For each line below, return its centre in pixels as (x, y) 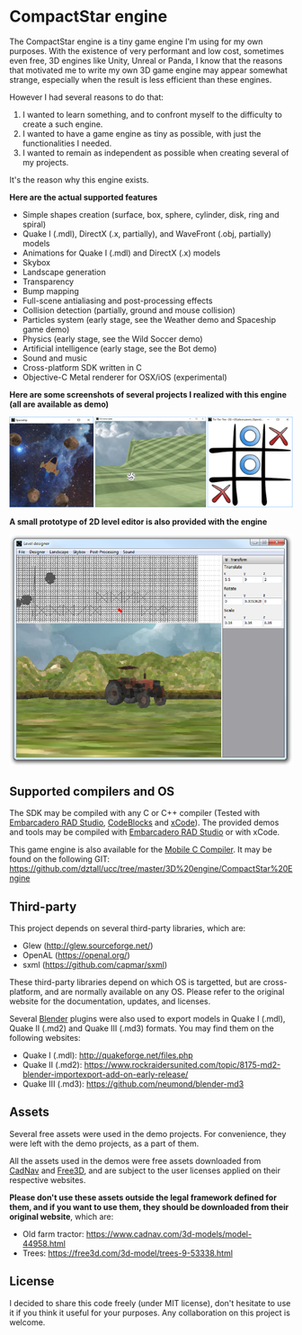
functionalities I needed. (67, 143)
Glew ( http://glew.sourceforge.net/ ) (88, 945)
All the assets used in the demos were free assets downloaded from (135, 1160)
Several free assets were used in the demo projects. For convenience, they (148, 1133)
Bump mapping (50, 291)
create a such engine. (62, 124)
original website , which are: (62, 1216)
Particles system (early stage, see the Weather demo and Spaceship (149, 319)
